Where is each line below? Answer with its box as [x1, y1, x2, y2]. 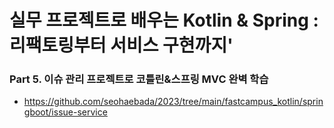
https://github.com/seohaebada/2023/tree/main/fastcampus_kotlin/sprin [23, 96, 324, 108]
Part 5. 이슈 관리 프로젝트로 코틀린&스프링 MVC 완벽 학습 [9, 72, 269, 86]
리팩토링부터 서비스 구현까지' [9, 34, 234, 57]
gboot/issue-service [23, 106, 108, 118]
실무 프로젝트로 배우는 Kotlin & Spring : [9, 9, 319, 32]
